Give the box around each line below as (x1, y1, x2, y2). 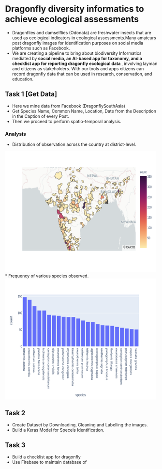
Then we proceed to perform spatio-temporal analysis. (12, 118, 122, 124)
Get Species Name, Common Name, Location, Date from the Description (12, 108, 156, 114)
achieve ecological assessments (5, 14, 139, 25)
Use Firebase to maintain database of (12, 459, 87, 465)
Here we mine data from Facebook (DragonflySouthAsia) (12, 103, 126, 109)
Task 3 (5, 441, 26, 449)
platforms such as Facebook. (12, 45, 70, 51)
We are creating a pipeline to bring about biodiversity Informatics (12, 50, 142, 56)
